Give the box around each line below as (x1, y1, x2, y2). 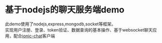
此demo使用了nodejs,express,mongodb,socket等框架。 (5, 21, 116, 27)
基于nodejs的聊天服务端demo (5, 4, 125, 15)
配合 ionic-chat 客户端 (13, 33, 55, 39)
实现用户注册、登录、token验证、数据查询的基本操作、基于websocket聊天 (5, 27, 153, 32)
